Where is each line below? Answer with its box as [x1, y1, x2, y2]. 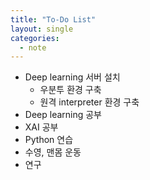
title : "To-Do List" [10, 14, 97, 25]
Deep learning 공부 [24, 109, 102, 121]
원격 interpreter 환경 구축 [39, 96, 140, 108]
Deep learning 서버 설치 [24, 71, 121, 83]
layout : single [10, 24, 74, 34]
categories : [10, 33, 60, 43]
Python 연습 [24, 134, 74, 146]
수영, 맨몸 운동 [24, 146, 82, 158]
